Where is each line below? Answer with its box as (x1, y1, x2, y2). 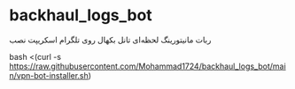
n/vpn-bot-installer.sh (9, 70, 89, 80)
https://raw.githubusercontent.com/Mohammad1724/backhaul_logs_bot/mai (9, 61, 286, 71)
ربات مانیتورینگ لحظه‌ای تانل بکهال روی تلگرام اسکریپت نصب (9, 34, 212, 45)
